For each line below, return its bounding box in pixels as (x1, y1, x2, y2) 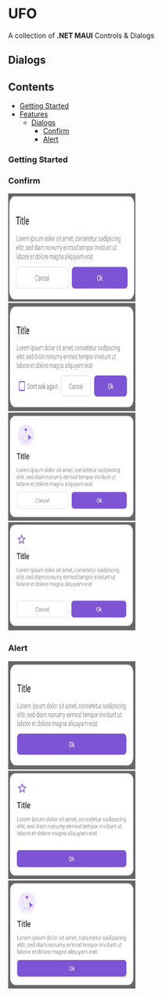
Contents (8, 80, 55, 94)
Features (19, 109, 49, 119)
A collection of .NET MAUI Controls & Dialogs (8, 31, 155, 40)
